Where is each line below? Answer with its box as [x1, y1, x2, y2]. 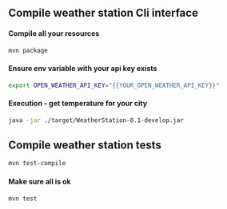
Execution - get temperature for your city [8, 99, 148, 108]
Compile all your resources [8, 28, 100, 38]
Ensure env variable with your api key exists [8, 64, 157, 73]
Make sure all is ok [8, 176, 71, 186]
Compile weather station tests [8, 139, 162, 152]
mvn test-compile [8, 160, 66, 168]
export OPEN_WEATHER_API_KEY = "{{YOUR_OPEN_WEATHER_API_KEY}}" [8, 81, 220, 89]
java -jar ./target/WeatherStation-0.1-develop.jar [8, 116, 184, 124]
